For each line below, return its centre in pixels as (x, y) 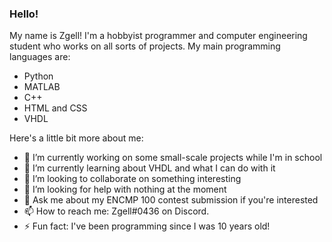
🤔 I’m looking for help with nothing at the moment (125, 189)
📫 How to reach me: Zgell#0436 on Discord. (116, 211)
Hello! (24, 14)
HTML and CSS (55, 108)
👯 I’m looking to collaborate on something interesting (132, 179)
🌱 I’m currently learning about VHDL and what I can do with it (149, 168)
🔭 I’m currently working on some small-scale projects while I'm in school (173, 158)
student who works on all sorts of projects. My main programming (145, 46)
